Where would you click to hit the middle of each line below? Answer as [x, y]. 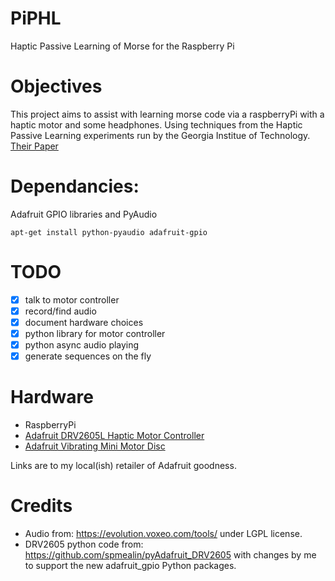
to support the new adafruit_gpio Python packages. [130, 565]
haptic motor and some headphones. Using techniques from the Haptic [156, 124]
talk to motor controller [72, 299]
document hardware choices [84, 322]
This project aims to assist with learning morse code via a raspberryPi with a [167, 114]
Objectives [56, 86]
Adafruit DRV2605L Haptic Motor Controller [114, 436]
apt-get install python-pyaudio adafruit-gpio [109, 232]
